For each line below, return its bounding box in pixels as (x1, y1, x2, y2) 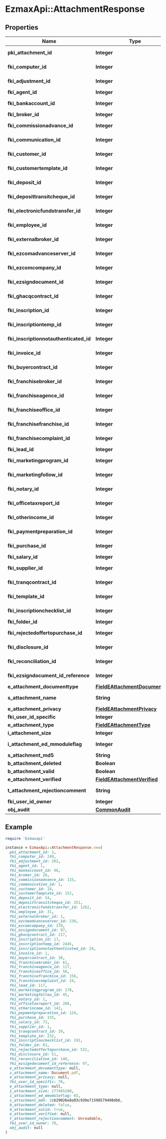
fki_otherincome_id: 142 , (9, 1006, 63, 1011)
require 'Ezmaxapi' (5, 836, 45, 841)
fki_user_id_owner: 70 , (9, 1121, 58, 1126)
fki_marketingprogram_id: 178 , (9, 987, 74, 992)
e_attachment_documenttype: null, (9, 1065, 81, 1071)
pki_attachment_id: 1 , (9, 849, 56, 855)
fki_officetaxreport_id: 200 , (9, 1001, 72, 1007)
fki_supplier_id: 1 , (9, 1024, 52, 1029)
